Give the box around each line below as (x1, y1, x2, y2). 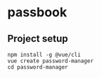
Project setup (7, 33, 69, 45)
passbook (7, 4, 68, 21)
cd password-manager (7, 64, 69, 71)
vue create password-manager (7, 57, 94, 65)
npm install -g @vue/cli (7, 51, 81, 58)
